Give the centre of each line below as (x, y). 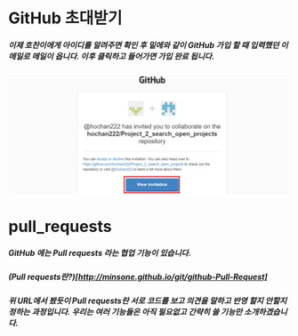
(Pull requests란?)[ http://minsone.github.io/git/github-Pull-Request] (138, 276)
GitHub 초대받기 (65, 18)
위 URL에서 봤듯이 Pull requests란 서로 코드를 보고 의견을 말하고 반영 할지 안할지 (148, 301)
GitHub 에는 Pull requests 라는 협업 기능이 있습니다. (100, 252)
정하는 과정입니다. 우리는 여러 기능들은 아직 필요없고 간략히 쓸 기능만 (125, 312)
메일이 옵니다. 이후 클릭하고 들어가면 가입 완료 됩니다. (123, 56)
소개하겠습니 (266, 312)
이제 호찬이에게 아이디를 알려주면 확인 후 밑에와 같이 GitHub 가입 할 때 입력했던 (144, 44)
